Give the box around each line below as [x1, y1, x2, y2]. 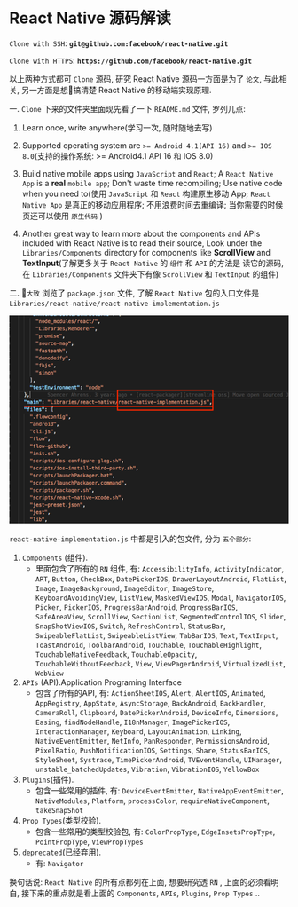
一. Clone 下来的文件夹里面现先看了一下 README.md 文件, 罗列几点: [9, 103, 247, 114]
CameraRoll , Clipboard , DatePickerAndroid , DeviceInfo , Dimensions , [35, 706, 278, 717]
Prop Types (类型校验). [21, 815, 102, 825]
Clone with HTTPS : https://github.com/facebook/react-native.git [9, 55, 253, 66]
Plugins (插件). [21, 774, 74, 785]
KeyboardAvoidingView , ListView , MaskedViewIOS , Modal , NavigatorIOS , [35, 592, 286, 603]
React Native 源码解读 [9, 8, 171, 28]
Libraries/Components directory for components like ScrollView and [21, 247, 271, 257]
